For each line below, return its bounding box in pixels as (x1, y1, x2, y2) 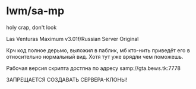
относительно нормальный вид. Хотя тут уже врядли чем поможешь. (6, 53, 184, 60)
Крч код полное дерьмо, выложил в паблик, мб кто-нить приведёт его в (6, 46, 190, 54)
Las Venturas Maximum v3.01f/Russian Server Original (6, 35, 139, 42)
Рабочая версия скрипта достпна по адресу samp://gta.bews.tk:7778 (6, 64, 181, 72)
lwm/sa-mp (6, 4, 65, 18)
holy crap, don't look (6, 24, 57, 31)
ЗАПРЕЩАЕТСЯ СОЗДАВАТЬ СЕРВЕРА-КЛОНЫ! (6, 76, 128, 83)
